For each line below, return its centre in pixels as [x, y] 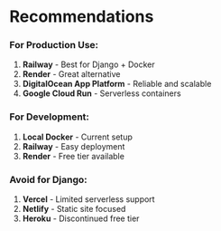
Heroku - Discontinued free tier [81, 218]
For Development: [50, 117]
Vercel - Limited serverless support [88, 199]
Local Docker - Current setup [77, 137]
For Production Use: [54, 45]
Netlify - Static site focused [74, 209]
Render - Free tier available [73, 156]
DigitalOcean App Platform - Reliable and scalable [117, 84]
